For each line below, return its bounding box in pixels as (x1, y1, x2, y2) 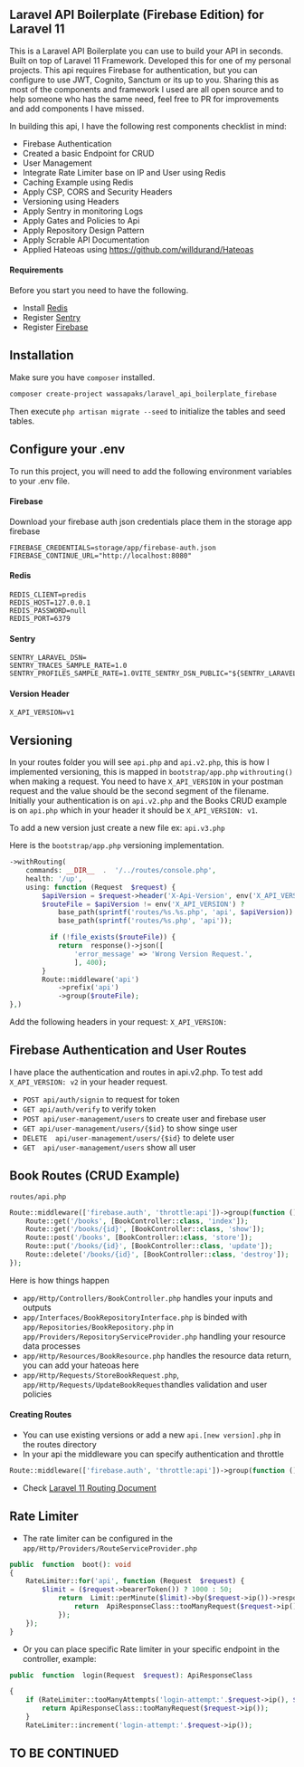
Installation (9, 348, 74, 363)
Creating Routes (9, 1409, 72, 1420)
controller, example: (22, 1653, 97, 1664)
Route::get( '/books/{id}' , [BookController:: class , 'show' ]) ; (25, 1225, 265, 1234)
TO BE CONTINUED (9, 1746, 119, 1762)
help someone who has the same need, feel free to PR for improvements (9, 93, 280, 104)
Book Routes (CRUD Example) (9, 1168, 181, 1184)
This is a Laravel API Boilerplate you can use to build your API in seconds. (9, 45, 283, 56)
